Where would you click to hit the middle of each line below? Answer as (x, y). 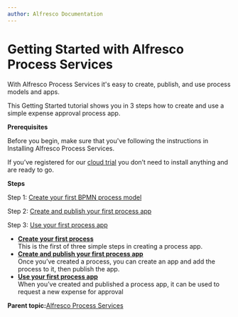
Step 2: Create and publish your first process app (80, 211)
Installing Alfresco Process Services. (61, 148)
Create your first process (55, 239)
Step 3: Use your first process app (58, 224)
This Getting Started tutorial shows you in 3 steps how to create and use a (116, 105)
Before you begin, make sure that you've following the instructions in (108, 140)
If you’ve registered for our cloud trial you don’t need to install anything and (118, 162)
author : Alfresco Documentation (55, 14)
